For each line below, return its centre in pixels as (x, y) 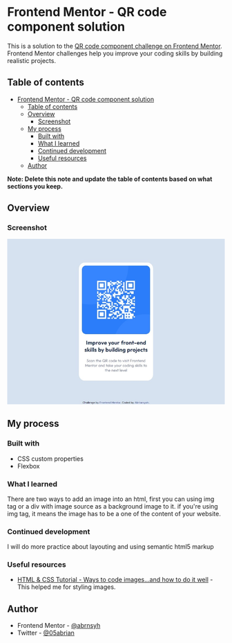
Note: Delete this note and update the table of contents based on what (110, 179)
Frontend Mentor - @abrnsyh (59, 626)
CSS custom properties (50, 459)
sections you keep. (35, 186)
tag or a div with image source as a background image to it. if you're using (113, 506)
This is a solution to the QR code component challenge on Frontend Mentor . (115, 46)
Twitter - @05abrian (46, 633)
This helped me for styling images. (66, 587)
